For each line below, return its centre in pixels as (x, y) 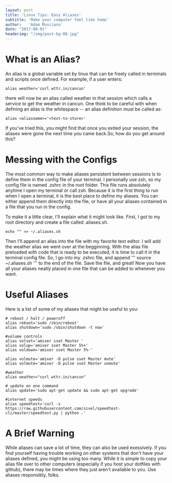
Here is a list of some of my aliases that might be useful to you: (72, 309)
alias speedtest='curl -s (33, 404)
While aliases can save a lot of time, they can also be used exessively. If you (86, 448)
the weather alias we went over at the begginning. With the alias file (77, 246)
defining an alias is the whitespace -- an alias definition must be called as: (84, 109)
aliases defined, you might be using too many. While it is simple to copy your (86, 458)
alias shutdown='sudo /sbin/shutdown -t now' (55, 327)
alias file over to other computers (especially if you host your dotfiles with (83, 464)
